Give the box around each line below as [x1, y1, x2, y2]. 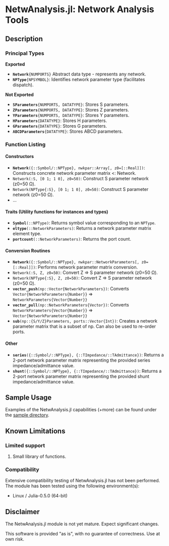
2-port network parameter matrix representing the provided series [12, 357, 150, 363]
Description [5, 34, 43, 43]
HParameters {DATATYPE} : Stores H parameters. [12, 118, 107, 124]
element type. [12, 230, 42, 237]
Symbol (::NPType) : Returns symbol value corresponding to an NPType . [12, 220, 156, 226]
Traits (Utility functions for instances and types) [5, 209, 108, 215]
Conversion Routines [5, 247, 50, 254]
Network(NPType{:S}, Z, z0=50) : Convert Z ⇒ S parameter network [12, 275, 152, 281]
